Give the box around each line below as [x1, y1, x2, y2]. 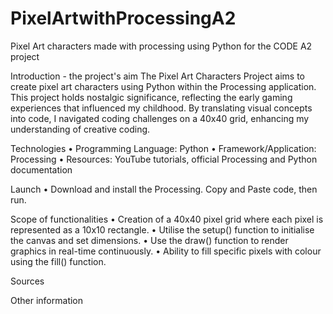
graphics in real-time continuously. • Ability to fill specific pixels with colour [10, 245, 322, 257]
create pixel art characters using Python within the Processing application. [10, 80, 317, 92]
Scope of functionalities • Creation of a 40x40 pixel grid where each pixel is [10, 213, 324, 225]
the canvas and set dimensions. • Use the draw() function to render [10, 234, 289, 246]
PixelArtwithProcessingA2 [10, 7, 237, 30]
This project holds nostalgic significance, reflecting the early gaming [10, 91, 293, 103]
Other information [10, 294, 84, 306]
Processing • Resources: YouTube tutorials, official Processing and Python [10, 153, 318, 165]
